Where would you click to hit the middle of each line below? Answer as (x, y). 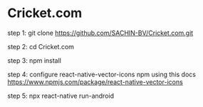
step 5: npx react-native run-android (61, 96)
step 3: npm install (35, 60)
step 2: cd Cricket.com (41, 46)
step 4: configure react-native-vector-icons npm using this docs (101, 74)
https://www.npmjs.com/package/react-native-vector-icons (95, 82)
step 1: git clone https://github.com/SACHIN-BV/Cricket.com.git (100, 33)
